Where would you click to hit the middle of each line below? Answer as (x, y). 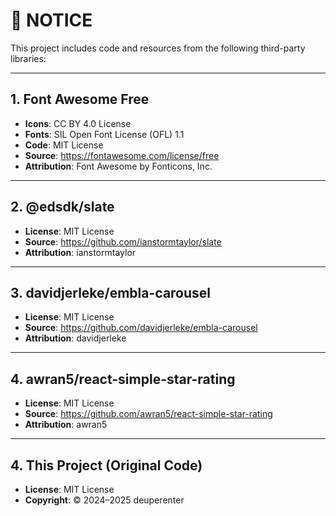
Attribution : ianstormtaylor (80, 252)
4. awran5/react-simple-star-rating (123, 379)
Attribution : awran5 (66, 425)
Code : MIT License (64, 145)
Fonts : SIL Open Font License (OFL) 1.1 (104, 134)
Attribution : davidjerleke (75, 338)
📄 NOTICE (51, 20)
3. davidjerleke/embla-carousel (111, 292)
